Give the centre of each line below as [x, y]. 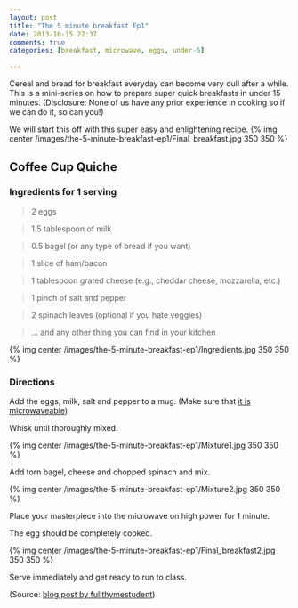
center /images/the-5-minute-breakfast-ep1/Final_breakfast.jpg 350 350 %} [149, 139]
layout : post [33, 17]
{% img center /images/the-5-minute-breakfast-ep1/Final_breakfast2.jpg [142, 551]
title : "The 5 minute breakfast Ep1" [79, 26]
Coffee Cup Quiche [63, 167]
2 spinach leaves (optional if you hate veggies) [117, 315]
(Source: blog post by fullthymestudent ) [82, 595]
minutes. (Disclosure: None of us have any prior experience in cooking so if [147, 102]
